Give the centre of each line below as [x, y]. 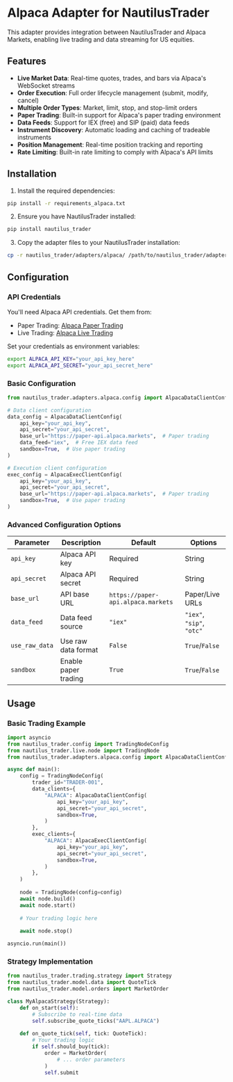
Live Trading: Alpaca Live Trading [65, 332]
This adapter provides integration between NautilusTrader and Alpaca [106, 32]
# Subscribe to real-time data [77, 1014]
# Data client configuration [49, 410]
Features [27, 62]
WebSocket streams [46, 86]
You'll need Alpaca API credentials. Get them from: [80, 312]
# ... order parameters [91, 1059]
